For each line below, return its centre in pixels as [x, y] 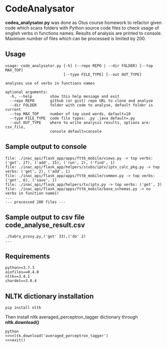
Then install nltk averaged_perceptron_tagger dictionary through [72, 317]
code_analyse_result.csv [45, 225]
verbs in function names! [32, 193]
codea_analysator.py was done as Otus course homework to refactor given [83, 22]
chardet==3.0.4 [21, 281]
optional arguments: [27, 92]
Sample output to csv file [45, 217]
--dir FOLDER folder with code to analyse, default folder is [81, 105]
